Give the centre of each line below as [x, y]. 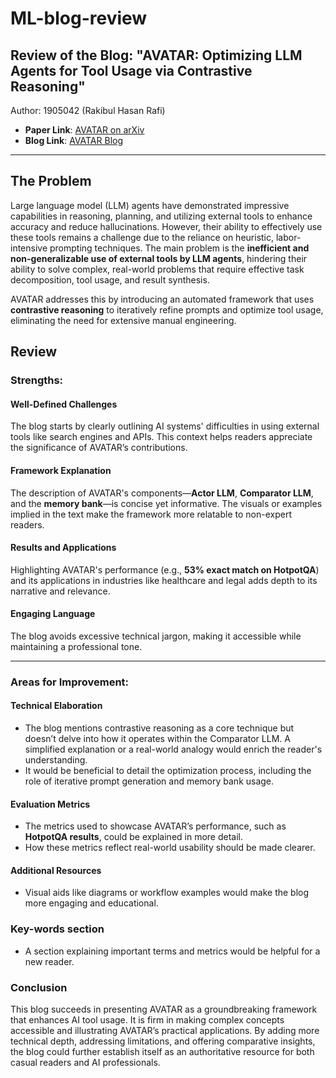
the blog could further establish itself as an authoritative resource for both [162, 1052]
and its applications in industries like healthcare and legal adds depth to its [164, 580]
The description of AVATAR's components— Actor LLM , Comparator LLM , [162, 493]
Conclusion [39, 987]
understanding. [56, 760]
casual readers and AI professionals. [85, 1063]
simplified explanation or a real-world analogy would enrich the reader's [173, 749]
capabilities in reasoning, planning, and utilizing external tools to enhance [161, 216]
